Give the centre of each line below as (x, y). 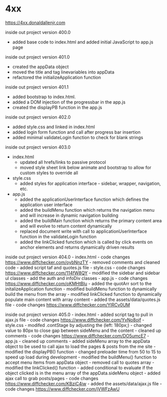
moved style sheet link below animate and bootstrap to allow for (85, 167)
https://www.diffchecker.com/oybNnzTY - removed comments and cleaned (83, 262)
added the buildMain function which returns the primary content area (91, 220)
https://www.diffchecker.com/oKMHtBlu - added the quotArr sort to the (79, 283)
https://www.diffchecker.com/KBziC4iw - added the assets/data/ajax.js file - (83, 383)
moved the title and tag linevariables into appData (63, 72)
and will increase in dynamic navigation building (69, 215)
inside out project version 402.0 (38, 117)
